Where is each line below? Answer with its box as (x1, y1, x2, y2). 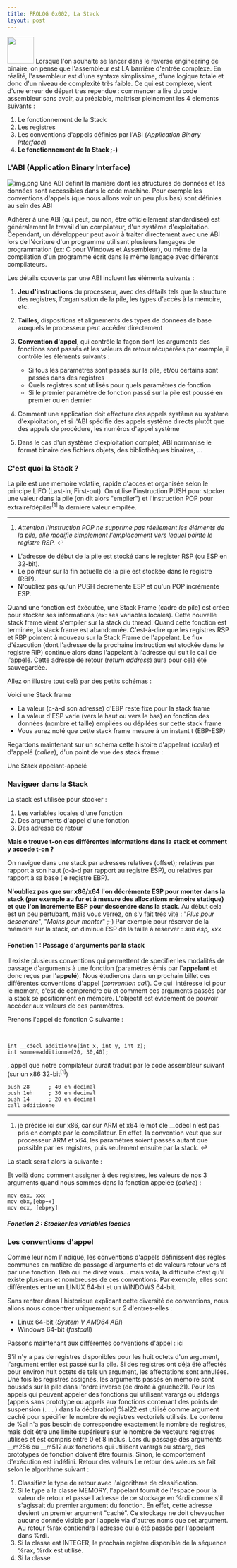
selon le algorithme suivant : (7, 1465, 90, 1473)
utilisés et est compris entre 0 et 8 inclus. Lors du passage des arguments (7, 1435, 222, 1444)
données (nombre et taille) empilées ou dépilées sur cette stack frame (17, 719, 222, 728)
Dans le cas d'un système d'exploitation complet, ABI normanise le (17, 438, 212, 447)
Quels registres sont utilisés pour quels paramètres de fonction (28, 380, 212, 389)
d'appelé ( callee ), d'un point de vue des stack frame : (7, 747, 164, 756)
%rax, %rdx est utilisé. (17, 1546, 83, 1555)
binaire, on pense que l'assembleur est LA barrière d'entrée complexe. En (7, 64, 221, 73)
